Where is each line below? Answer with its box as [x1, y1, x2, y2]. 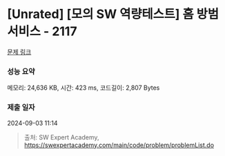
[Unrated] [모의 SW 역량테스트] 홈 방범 [7, 6, 219, 22]
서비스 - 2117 [7, 23, 77, 39]
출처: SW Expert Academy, [23, 133, 99, 142]
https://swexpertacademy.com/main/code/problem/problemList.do [23, 141, 215, 149]
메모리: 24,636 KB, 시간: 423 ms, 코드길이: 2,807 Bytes [7, 84, 160, 92]
